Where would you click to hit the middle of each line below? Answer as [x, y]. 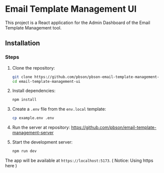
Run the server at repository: [41, 127]
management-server [33, 133]
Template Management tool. [33, 27]
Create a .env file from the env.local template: [59, 109]
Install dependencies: [34, 91]
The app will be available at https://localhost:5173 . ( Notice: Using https [79, 161]
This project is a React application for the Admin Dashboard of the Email [78, 23]
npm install [24, 100]
